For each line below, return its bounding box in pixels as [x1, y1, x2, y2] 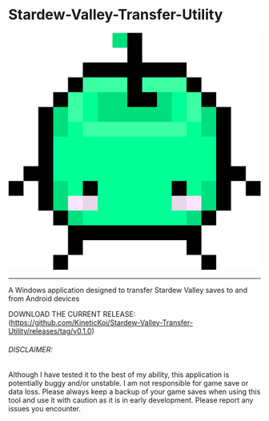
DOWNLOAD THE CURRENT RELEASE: [8, 310, 136, 319]
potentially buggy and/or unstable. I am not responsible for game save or [8, 378, 249, 387]
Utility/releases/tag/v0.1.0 [8, 327, 92, 336]
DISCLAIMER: [8, 344, 54, 354]
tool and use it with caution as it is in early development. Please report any [8, 395, 254, 405]
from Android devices [8, 294, 80, 303]
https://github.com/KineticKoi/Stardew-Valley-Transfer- [10, 318, 194, 327]
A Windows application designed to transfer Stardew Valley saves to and [8, 286, 248, 295]
